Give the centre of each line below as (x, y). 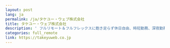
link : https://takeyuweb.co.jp (38, 38)
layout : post (19, 10)
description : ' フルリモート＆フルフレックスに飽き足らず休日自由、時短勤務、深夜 (82, 28)
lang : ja (14, 14)
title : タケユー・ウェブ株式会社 (36, 24)
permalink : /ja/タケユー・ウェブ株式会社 (45, 19)
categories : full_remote (31, 33)
